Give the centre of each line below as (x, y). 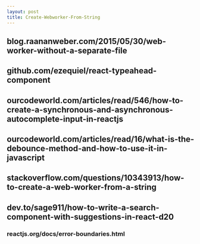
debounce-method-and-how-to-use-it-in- (87, 148)
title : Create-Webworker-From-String (54, 17)
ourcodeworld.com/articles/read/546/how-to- (95, 100)
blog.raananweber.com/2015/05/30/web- (86, 41)
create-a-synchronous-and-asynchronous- (90, 110)
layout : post (23, 12)
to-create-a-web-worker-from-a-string (82, 187)
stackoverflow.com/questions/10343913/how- (96, 178)
